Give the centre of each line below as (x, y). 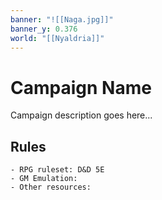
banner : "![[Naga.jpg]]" (62, 19)
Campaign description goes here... (81, 115)
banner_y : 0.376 (44, 29)
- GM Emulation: (44, 179)
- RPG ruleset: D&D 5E (57, 170)
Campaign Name (81, 87)
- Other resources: (51, 187)
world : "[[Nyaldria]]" (57, 38)
